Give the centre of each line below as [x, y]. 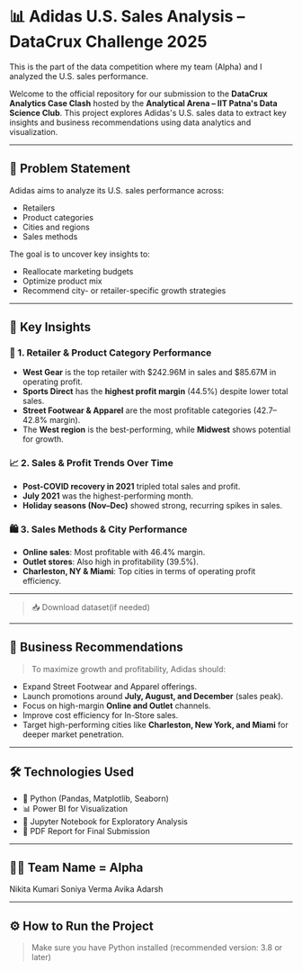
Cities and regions [56, 227]
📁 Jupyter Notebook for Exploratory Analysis [105, 821]
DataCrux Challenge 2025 [108, 42]
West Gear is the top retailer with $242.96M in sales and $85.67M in [149, 373]
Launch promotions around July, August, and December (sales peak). [153, 696]
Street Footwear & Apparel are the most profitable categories [137, 410]
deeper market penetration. [73, 734]
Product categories [58, 217]
